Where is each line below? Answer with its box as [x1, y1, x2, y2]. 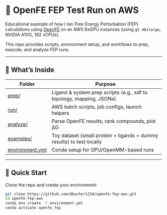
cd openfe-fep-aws [5, 196, 43, 201]
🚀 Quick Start [5, 169, 47, 177]
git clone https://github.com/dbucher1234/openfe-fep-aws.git [5, 192, 137, 197]
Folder [19, 80, 35, 87]
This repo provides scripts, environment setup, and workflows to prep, [5, 41, 150, 47]
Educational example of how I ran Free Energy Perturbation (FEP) [5, 21, 139, 27]
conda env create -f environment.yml [5, 201, 83, 206]
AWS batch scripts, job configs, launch [51, 103, 142, 110]
